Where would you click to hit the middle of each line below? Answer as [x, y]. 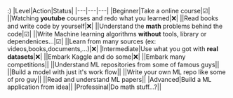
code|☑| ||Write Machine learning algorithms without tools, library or [107, 34]
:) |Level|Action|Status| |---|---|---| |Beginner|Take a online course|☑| [109, 11]
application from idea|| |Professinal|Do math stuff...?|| [84, 87]
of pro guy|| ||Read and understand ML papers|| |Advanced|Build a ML [109, 79]
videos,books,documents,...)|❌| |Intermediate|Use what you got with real [113, 49]
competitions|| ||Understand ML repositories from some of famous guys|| [113, 64]
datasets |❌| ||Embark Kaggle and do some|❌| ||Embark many [96, 57]
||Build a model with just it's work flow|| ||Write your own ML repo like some [116, 72]
